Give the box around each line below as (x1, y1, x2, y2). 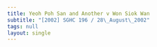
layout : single (7, 29, 51, 37)
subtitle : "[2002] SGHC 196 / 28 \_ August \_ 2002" (7, 17, 150, 23)
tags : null (7, 23, 39, 30)
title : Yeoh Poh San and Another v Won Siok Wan (7, 10, 150, 17)
